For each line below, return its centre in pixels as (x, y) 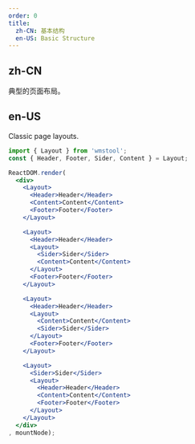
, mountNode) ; (32, 433)
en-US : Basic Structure (55, 38)
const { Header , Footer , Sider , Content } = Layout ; (98, 158)
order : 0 (23, 16)
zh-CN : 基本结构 (41, 31)
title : (19, 23)
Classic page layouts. (44, 136)
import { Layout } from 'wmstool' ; (68, 151)
